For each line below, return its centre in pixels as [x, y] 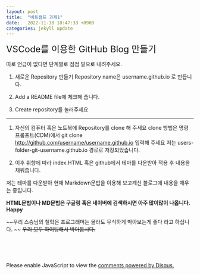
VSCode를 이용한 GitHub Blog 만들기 [81, 49]
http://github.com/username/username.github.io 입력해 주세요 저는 [96, 143]
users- [186, 143]
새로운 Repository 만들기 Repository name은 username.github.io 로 [96, 77]
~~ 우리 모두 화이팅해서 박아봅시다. [55, 229]
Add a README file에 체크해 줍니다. [57, 97]
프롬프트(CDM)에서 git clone [49, 135]
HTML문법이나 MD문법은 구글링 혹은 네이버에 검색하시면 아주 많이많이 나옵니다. [98, 203]
